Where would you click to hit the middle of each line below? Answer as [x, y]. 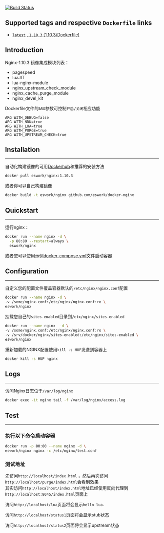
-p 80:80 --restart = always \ [39, 241]
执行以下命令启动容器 [30, 436]
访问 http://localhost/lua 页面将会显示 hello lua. [55, 505]
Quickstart [22, 210]
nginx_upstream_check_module [44, 88]
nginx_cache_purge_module [41, 93]
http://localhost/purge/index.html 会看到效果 [52, 482]
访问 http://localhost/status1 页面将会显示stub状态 [57, 515]
